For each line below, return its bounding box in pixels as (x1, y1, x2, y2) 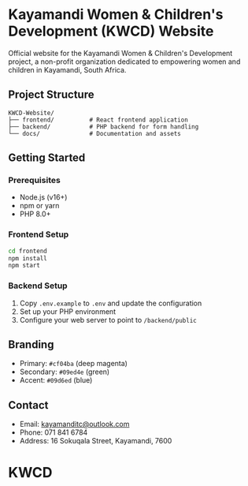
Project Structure (8, 88, 94, 102)
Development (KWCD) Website (8, 22, 214, 40)
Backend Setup (8, 280, 68, 291)
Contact (8, 398, 49, 412)
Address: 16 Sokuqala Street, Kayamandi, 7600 (19, 436, 172, 446)
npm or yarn (19, 201, 60, 211)
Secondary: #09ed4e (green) (19, 367, 110, 376)
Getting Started (8, 151, 86, 165)
